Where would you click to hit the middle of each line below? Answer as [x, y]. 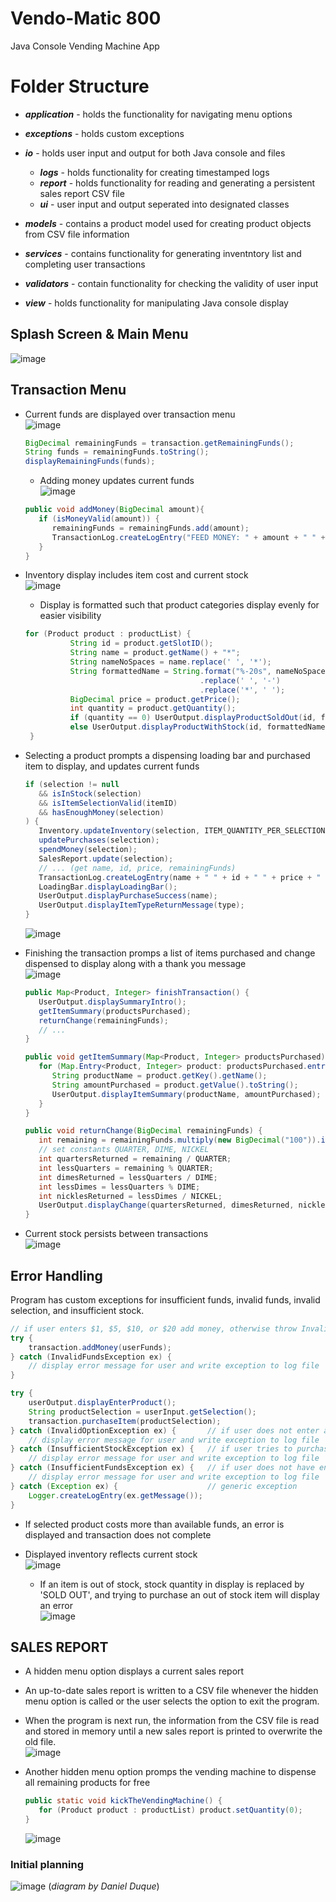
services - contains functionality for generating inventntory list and [163, 253]
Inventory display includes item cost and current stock [136, 575]
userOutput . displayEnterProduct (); [102, 1403]
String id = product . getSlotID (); [141, 643]
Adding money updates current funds [117, 481]
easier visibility [70, 616]
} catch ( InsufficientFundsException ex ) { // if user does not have [162, 1468]
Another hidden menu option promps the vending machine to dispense [170, 1772]
